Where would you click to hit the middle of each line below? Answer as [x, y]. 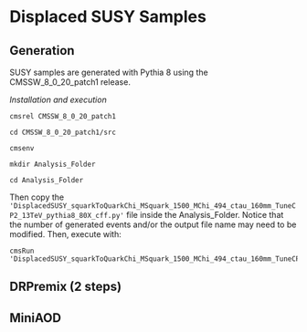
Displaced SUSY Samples [108, 17]
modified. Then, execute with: [65, 234]
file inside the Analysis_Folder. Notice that [205, 215]
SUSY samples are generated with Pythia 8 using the [109, 72]
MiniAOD [36, 318]
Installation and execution [58, 99]
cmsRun [22, 251]
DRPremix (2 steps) [65, 287]
